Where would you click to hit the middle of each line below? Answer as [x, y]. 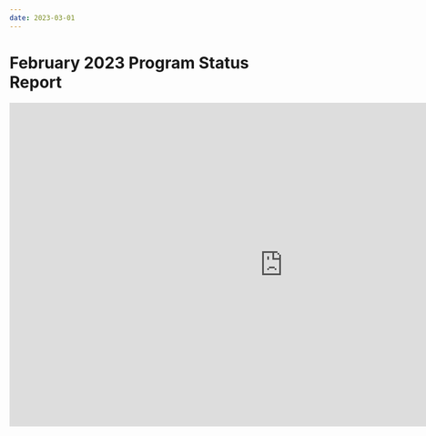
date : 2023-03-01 [42, 18]
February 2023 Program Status [129, 62]
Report [35, 82]
